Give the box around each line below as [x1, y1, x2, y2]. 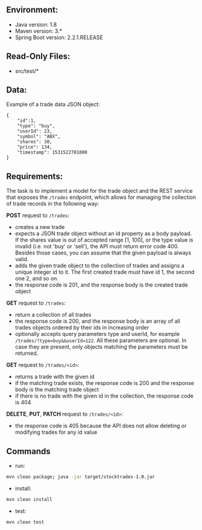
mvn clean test [6, 519, 45, 525]
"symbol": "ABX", [17, 134, 61, 140]
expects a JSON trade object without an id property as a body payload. [14, 230, 192, 238]
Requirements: [6, 171, 63, 181]
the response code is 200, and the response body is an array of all [14, 317, 181, 325]
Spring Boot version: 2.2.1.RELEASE [14, 33, 104, 41]
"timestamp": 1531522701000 [17, 149, 87, 156]
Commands [6, 446, 51, 456]
